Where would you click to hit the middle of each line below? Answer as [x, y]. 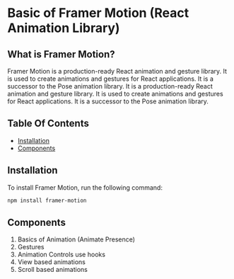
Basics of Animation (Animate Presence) [76, 239]
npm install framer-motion [47, 200]
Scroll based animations [53, 270]
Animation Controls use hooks [62, 255]
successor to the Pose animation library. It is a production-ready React [110, 86]
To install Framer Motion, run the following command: [85, 187]
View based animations [52, 262]
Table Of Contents [48, 124]
